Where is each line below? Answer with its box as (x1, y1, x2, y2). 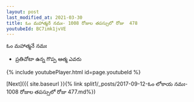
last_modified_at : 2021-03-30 (6, 14, 83, 21)
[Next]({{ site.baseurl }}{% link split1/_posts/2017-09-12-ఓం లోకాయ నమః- (6, 80, 188, 88)
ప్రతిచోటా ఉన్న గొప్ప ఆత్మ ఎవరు (15, 56, 82, 63)
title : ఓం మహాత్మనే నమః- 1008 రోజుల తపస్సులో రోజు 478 (6, 20, 138, 26)
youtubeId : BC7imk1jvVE (6, 25, 67, 32)
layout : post (6, 8, 39, 15)
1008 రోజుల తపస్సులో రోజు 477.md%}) (6, 88, 96, 95)
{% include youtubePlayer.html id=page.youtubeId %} (6, 69, 141, 76)
